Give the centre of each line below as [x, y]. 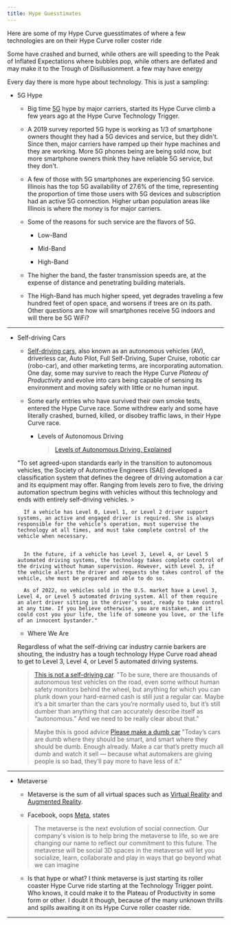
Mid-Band [52, 248]
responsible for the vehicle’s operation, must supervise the [108, 524]
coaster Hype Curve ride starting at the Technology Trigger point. [120, 885]
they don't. [43, 165]
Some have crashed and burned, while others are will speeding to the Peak [113, 54]
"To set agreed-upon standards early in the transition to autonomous [114, 463]
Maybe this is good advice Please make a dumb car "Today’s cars [128, 731]
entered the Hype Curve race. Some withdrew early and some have [123, 408]
